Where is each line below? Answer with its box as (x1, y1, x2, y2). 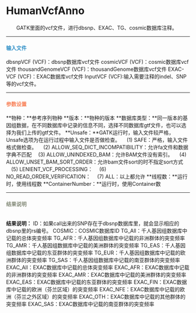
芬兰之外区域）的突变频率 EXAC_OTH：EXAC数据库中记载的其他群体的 (16, 293, 185, 300)
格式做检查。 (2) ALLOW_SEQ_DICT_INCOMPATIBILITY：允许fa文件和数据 (6, 144, 188, 151)
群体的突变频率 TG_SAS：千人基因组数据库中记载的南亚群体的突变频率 (10, 256, 181, 263)
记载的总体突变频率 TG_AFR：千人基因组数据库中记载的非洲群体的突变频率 (6, 234, 185, 241)
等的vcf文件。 (6, 80, 40, 87)
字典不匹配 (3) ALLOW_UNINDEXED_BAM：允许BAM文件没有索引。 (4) (6, 151, 187, 158)
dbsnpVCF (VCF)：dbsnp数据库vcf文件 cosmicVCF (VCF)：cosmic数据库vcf (6, 59, 189, 66)
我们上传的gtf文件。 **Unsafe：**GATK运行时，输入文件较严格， (16, 129, 174, 136)
